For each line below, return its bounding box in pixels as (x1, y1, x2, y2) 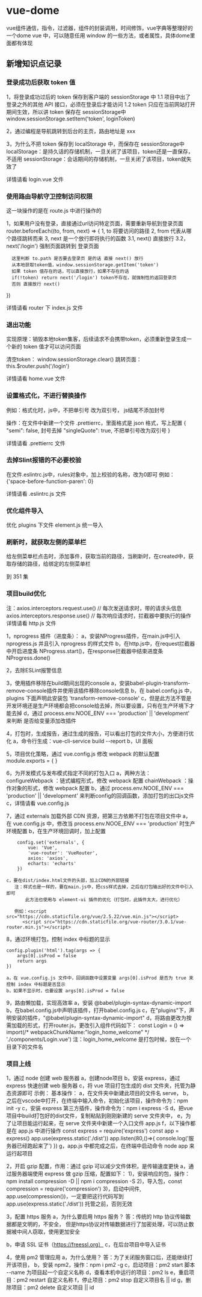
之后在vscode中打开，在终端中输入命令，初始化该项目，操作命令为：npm (6, 1097, 188, 1104)
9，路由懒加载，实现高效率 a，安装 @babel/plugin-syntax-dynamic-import (6, 999, 191, 1006)
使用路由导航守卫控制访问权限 (6, 192, 93, 201)
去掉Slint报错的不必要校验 (6, 456, 82, 464)
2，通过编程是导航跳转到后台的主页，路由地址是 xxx (6, 127, 136, 134)
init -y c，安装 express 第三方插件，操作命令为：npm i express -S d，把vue (6, 1105, 194, 1111)
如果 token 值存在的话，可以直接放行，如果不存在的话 (11, 268, 129, 274)
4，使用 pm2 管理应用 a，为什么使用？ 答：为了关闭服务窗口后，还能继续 (6, 1254, 188, 1261)
